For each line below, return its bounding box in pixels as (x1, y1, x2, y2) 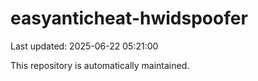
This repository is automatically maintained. (10, 59, 190, 71)
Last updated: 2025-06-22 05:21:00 (10, 40, 159, 52)
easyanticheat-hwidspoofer (10, 7, 248, 30)
